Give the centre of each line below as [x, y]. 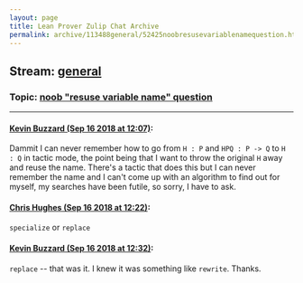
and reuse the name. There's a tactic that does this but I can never [133, 167]
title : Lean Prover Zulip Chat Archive [84, 26]
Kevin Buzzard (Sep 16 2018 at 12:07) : [81, 128]
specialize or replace [50, 228]
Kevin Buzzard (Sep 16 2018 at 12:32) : [82, 249]
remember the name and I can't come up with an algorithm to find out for [145, 177]
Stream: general [55, 71]
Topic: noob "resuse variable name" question [111, 97]
